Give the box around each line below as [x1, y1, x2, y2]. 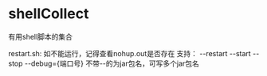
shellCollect [8, 5, 89, 23]
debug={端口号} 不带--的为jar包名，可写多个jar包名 [30, 59, 199, 68]
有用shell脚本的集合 [8, 32, 73, 41]
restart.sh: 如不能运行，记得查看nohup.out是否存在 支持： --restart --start [8, 48, 251, 58]
